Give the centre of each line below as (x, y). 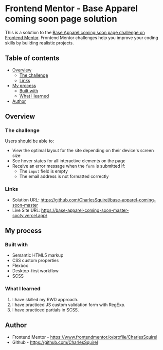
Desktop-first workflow (35, 271)
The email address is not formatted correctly (64, 176)
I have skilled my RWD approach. (45, 299)
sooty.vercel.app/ (30, 215)
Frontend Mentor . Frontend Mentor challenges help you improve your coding (82, 38)
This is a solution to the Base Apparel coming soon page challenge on (75, 32)
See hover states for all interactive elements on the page (69, 161)
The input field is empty (44, 171)
